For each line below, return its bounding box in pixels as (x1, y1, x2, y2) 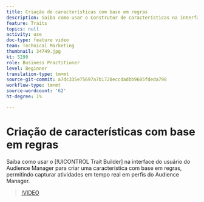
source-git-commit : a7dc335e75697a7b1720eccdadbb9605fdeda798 (6, 76, 167, 82)
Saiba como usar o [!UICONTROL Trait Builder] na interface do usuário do (6, 158, 191, 165)
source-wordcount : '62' (6, 88, 67, 94)
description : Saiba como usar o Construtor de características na (6, 15, 178, 21)
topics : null (6, 25, 39, 32)
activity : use (6, 32, 42, 38)
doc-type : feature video (6, 37, 69, 43)
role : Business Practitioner (6, 59, 80, 66)
